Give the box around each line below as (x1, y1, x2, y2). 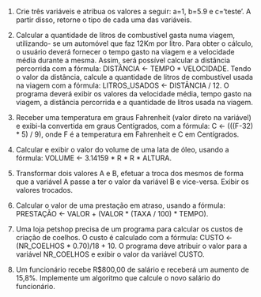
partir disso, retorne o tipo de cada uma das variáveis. (15, 15, 192, 24)
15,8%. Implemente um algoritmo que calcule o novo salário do (15, 273, 221, 283)
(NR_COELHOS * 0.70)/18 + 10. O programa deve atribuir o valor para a (15, 241, 248, 250)
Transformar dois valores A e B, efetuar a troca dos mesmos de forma (15, 169, 244, 178)
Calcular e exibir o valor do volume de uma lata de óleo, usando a (15, 145, 229, 154)
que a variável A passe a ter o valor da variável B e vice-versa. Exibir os (15, 177, 249, 186)
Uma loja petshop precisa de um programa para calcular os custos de (15, 224, 244, 234)
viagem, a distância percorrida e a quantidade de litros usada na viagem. (15, 98, 253, 107)
